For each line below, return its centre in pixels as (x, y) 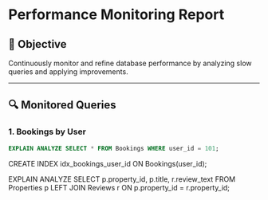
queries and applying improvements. (69, 72)
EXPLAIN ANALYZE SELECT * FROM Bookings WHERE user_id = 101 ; (114, 148)
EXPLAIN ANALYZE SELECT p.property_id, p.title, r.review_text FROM (122, 179)
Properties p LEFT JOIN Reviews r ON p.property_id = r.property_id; (119, 187)
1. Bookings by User (47, 131)
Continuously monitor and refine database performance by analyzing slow (130, 63)
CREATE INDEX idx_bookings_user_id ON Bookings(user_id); (108, 163)
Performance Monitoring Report (116, 15)
